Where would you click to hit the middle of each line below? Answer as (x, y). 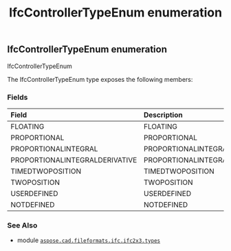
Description (163, 115)
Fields (18, 97)
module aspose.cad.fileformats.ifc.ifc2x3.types (88, 240)
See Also (22, 225)
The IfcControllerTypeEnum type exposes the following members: (100, 79)
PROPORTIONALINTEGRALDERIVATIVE (74, 160)
